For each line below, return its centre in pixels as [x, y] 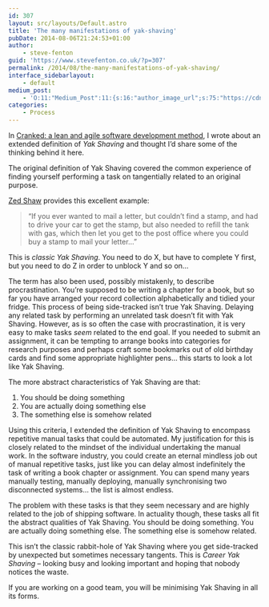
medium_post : [30, 90]
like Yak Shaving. [36, 366]
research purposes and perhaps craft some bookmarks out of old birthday [131, 349]
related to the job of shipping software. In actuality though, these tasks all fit [134, 514]
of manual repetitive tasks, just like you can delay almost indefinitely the [127, 464]
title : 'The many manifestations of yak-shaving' [93, 30]
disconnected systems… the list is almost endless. [91, 490]
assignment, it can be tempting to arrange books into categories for [120, 341]
